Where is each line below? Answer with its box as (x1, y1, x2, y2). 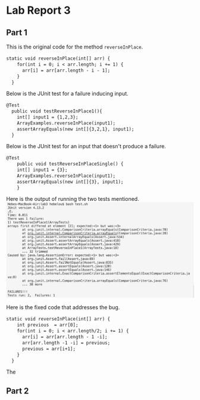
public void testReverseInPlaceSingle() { (17, 161, 124, 167)
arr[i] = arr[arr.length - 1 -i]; (21, 334, 108, 340)
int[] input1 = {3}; (17, 167, 68, 173)
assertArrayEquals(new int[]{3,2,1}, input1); (17, 126, 135, 132)
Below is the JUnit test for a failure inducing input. (6, 90, 129, 97)
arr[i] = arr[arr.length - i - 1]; (21, 68, 111, 74)
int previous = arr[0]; (17, 322, 79, 328)
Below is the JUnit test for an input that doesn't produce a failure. (6, 143, 167, 149)
